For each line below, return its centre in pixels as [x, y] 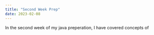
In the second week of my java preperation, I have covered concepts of [77, 27]
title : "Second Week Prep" [33, 9]
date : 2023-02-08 [23, 14]
